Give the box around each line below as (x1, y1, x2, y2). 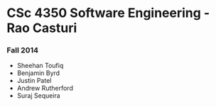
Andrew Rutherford (16, 84, 74, 93)
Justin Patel (16, 77, 52, 85)
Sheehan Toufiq (16, 62, 64, 70)
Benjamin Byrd (16, 69, 60, 77)
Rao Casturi (6, 20, 77, 36)
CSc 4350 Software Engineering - (6, 5, 210, 21)
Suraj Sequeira (16, 91, 61, 100)
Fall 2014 (6, 45, 39, 55)
